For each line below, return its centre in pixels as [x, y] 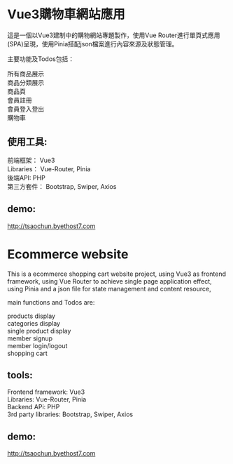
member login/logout [37, 345]
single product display [39, 331]
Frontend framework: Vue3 [46, 392]
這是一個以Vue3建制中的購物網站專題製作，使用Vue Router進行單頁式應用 [114, 35]
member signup [30, 338]
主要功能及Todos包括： [41, 59]
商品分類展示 [26, 82]
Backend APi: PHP [34, 407]
